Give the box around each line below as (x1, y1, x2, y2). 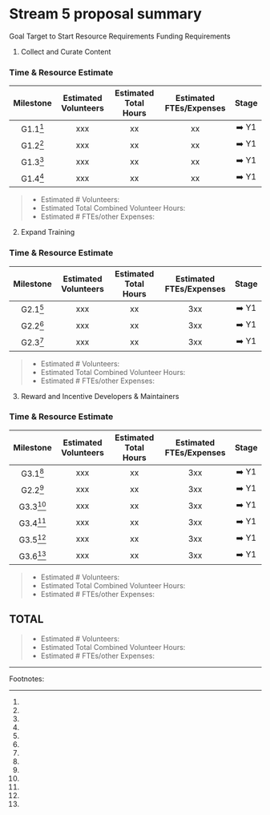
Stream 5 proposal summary (9, 5, 203, 23)
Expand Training (20, 228, 75, 237)
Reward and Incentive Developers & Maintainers (20, 391, 179, 401)
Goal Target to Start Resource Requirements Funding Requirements (9, 31, 231, 41)
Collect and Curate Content (20, 46, 111, 56)
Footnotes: (9, 674, 45, 684)
